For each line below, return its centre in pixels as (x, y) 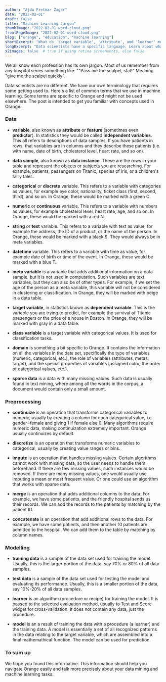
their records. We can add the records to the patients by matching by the (86, 504)
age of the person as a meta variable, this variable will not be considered (86, 287)
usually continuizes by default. (43, 434)
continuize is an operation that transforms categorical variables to (80, 413)
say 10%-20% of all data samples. (47, 589)
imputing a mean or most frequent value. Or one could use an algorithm (85, 479)
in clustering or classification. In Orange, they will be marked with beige (85, 292)
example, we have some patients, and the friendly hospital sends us (81, 499)
